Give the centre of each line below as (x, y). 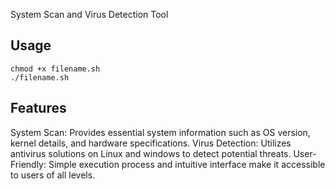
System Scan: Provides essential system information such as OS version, (160, 132)
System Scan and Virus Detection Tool (89, 14)
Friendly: (28, 164)
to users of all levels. (53, 175)
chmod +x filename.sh (55, 69)
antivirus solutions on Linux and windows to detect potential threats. (151, 153)
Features (38, 108)
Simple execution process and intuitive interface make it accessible (187, 164)
